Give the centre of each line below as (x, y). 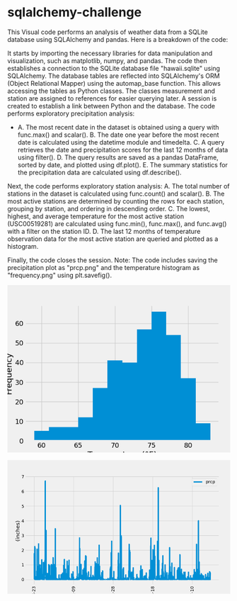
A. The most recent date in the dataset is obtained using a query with (118, 127)
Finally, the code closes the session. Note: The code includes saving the (112, 260)
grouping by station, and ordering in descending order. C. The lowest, (109, 208)
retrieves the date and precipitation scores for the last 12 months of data (123, 150)
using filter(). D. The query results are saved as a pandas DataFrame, (118, 157)
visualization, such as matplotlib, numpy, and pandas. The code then (107, 60)
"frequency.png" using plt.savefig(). (59, 275)
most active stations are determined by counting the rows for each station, (116, 201)
